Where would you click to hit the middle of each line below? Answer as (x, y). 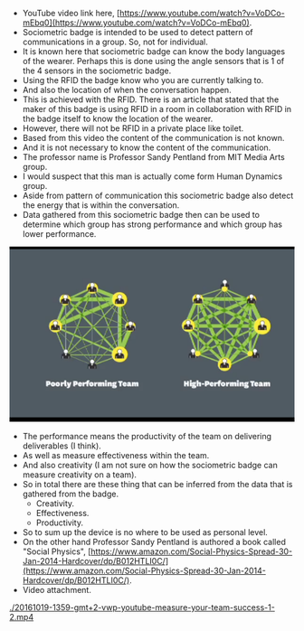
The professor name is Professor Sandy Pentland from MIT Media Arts (153, 157)
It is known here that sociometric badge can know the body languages (154, 52)
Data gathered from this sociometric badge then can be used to (141, 215)
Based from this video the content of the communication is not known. (153, 138)
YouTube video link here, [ (71, 13)
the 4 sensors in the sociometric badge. (97, 71)
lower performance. (59, 234)
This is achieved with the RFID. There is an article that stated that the (151, 99)
